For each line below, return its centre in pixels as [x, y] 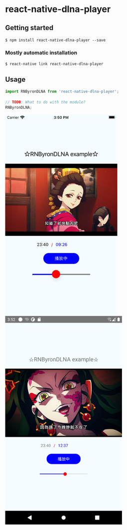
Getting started [29, 28]
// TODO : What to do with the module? [45, 102]
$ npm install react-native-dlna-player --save [56, 40]
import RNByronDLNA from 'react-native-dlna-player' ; [62, 92]
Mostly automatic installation [41, 53]
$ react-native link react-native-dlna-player [54, 64]
